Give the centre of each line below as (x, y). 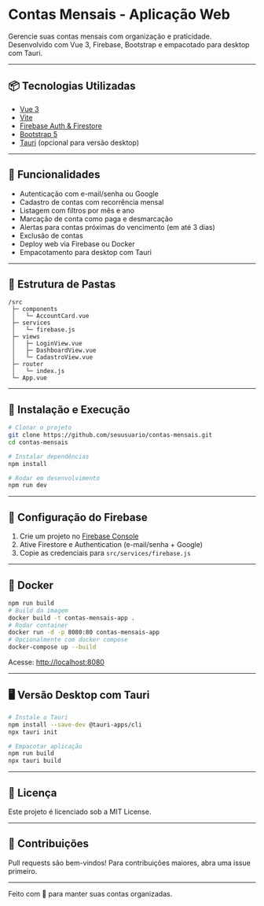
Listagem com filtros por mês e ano (77, 210)
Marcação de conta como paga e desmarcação (96, 219)
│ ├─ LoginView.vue (47, 344)
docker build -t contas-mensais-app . (71, 618)
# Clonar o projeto (40, 428)
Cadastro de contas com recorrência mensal (92, 202)
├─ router (27, 364)
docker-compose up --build (52, 647)
